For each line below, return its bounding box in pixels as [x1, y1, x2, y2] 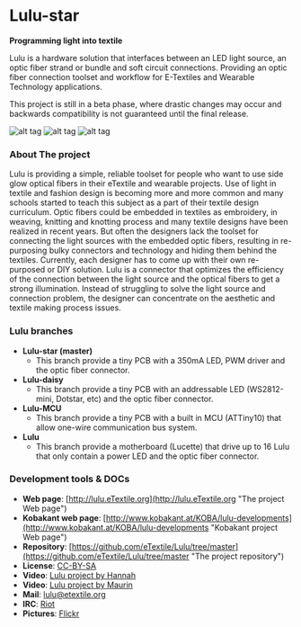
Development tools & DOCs [9, 473, 130, 486]
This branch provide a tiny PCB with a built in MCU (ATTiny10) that [35, 412, 281, 423]
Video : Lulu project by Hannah [22, 569, 137, 580]
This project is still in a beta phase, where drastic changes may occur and [9, 98, 282, 109]
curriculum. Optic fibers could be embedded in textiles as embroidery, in [9, 207, 278, 218]
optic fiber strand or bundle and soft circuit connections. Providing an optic [9, 62, 288, 73]
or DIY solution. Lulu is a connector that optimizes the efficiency [47, 264, 285, 275]
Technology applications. [9, 81, 103, 92]
